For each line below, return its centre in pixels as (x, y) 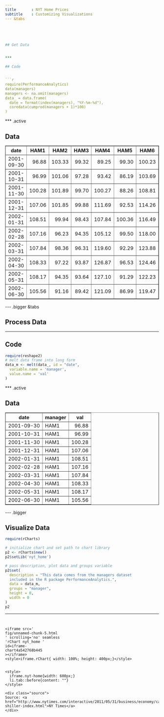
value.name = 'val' (29, 374)
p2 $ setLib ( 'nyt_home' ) (28, 557)
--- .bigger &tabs (22, 307)
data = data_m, (25, 584)
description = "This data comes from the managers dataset (71, 575)
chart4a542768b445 (24, 650)
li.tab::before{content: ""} (39, 680)
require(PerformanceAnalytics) (37, 84)
